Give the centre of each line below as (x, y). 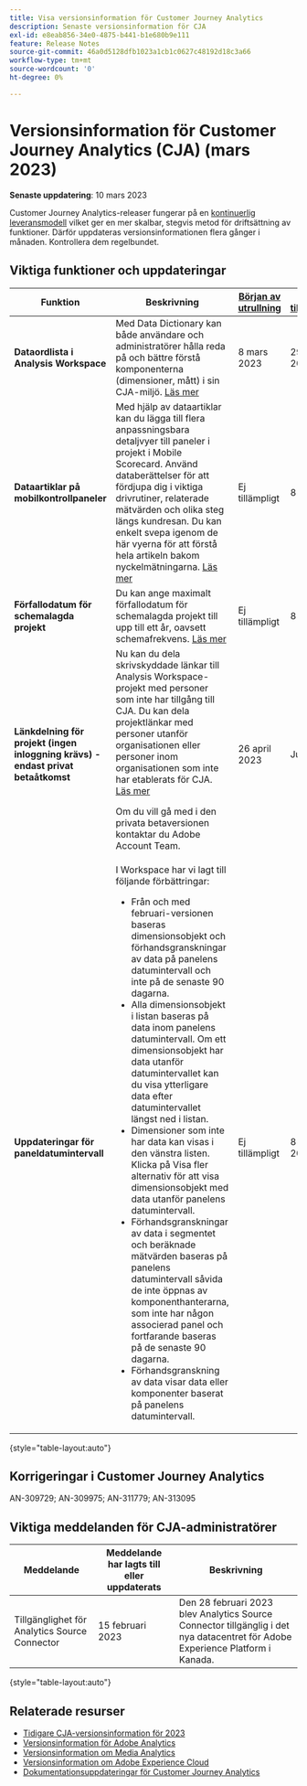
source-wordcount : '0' (53, 70)
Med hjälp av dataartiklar (169, 406)
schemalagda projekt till (167, 615)
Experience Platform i (225, 1649)
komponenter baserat (177, 1393)
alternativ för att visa (175, 1176)
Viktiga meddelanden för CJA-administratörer (143, 1527)
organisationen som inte (167, 767)
